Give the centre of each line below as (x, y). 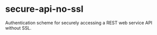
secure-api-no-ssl (45, 9)
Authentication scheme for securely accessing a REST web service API (79, 23)
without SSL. (18, 28)
